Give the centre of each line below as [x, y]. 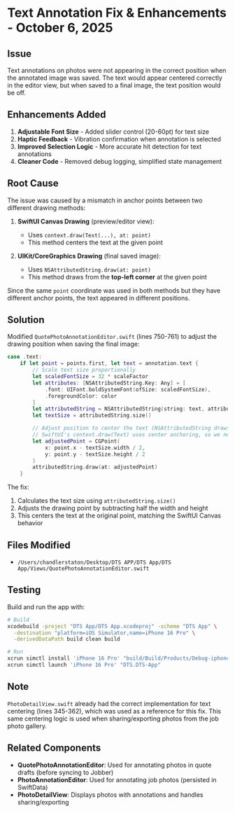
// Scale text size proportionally [84, 370]
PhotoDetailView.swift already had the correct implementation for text [109, 703]
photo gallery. [27, 725]
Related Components [54, 748]
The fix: [18, 487]
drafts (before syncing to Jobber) [65, 772]
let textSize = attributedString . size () [92, 416]
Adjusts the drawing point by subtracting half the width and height [113, 508]
